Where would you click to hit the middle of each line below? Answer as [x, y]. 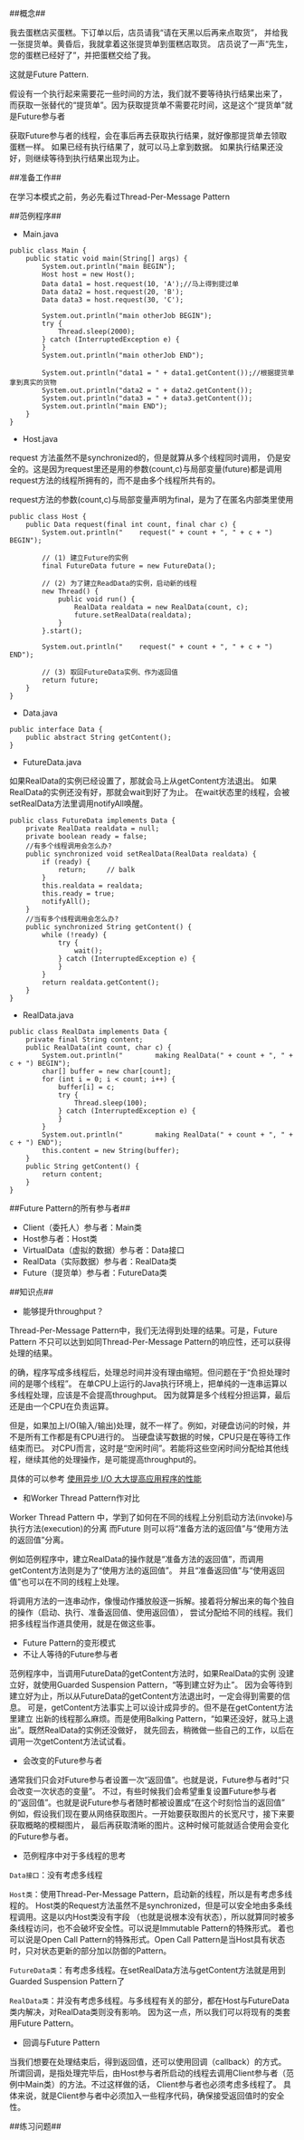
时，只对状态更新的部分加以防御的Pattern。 [90, 1951]
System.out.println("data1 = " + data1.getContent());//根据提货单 [168, 373]
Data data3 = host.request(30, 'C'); [113, 300]
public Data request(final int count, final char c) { [131, 524]
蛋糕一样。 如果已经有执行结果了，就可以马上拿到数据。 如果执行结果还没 [146, 147]
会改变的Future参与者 [62, 1761]
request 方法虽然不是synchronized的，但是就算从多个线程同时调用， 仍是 [146, 457]
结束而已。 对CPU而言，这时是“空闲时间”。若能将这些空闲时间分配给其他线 [149, 1448]
